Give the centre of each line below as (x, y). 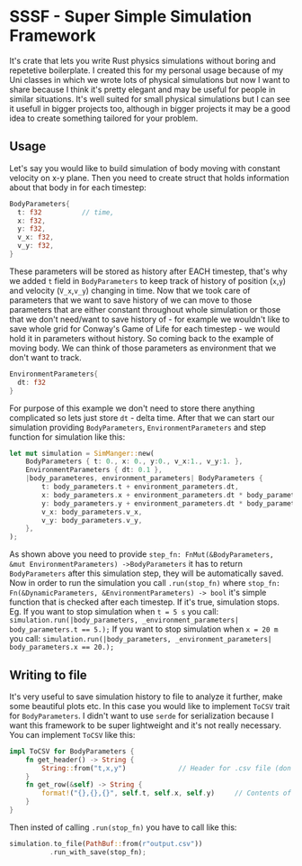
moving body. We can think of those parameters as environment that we (143, 348)
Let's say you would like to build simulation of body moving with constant (145, 168)
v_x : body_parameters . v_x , (92, 512)
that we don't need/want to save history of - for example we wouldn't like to (150, 319)
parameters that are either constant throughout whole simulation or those (145, 309)
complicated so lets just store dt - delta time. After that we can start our (142, 417)
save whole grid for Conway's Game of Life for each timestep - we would (145, 328)
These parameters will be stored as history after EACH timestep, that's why (148, 271)
